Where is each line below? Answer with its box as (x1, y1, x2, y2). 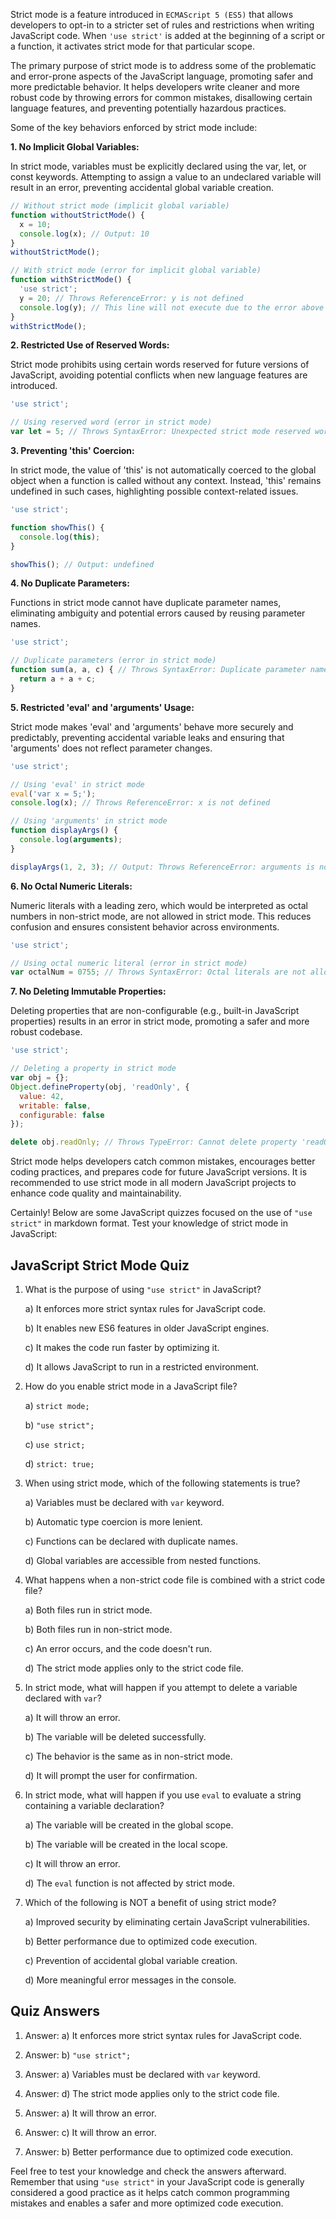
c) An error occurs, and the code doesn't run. (24, 1642, 213, 1654)
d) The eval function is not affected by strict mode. (24, 1877, 235, 1889)
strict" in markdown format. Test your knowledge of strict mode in (10, 1217, 288, 1229)
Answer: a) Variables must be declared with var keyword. (24, 2068, 261, 2080)
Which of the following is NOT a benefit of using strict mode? (24, 1896, 277, 1908)
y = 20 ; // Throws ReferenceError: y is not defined (19, 293, 244, 303)
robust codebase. (10, 1026, 83, 1038)
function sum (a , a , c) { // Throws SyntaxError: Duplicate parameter (10, 665, 307, 675)
